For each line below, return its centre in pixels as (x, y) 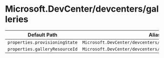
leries (17, 19)
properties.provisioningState (43, 42)
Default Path (42, 35)
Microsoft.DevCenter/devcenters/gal (82, 9)
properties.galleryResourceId (43, 49)
